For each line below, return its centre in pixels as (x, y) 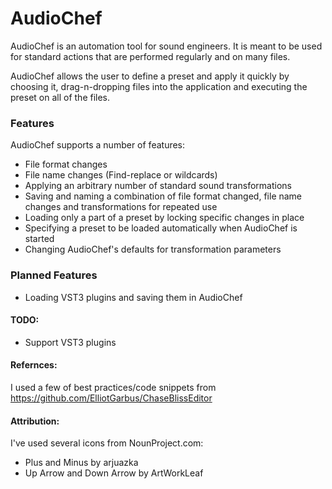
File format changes (66, 164)
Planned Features (54, 275)
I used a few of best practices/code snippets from (113, 387)
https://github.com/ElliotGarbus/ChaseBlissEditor (111, 398)
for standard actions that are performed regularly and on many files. (150, 56)
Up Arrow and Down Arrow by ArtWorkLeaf (114, 473)
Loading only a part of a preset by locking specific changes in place (164, 218)
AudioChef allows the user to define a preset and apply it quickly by (150, 76)
